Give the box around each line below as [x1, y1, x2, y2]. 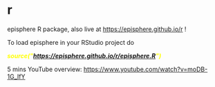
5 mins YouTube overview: [7, 65, 82, 73]
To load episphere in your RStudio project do [7, 38, 135, 46]
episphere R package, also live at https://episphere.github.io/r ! [7, 25, 187, 33]
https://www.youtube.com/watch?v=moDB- [83, 65, 208, 73]
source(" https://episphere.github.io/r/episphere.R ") [7, 51, 162, 60]
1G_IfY [7, 72, 26, 81]
